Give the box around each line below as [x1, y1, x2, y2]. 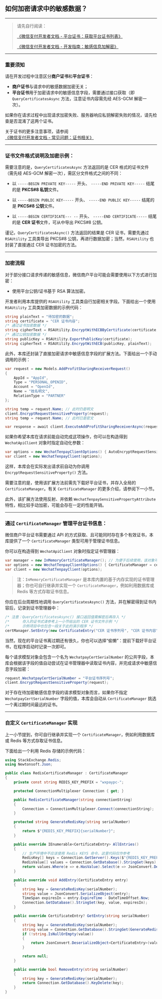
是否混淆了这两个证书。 [9, 118, 56, 124]
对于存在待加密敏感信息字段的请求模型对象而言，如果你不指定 [5, 690, 128, 695]
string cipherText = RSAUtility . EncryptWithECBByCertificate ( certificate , [5, 328, 159, 333]
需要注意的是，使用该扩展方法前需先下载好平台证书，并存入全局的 [5, 480, 136, 486]
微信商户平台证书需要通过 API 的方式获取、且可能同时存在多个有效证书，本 [5, 532, 154, 538]
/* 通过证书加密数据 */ [5, 323, 47, 328]
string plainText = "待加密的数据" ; [5, 314, 74, 319]
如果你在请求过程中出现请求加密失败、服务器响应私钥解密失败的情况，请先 [5, 112, 153, 118]
